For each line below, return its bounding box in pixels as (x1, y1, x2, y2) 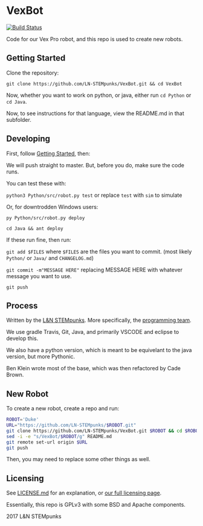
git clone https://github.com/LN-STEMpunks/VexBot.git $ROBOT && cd (6, 428, 182, 434)
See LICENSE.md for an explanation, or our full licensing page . (6, 489, 162, 497)
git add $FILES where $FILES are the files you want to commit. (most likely (6, 248, 192, 255)
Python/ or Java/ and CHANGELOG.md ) (6, 254, 94, 261)
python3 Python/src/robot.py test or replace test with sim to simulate (6, 191, 182, 199)
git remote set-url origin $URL (6, 439, 88, 445)
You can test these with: (6, 179, 66, 187)
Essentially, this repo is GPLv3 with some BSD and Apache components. (6, 501, 186, 508)
